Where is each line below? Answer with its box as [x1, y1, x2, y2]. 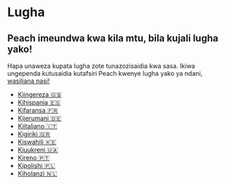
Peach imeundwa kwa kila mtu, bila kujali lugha [7, 32, 219, 44]
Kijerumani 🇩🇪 [17, 114, 62, 122]
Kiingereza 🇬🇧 [17, 91, 62, 98]
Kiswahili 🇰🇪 [17, 138, 56, 146]
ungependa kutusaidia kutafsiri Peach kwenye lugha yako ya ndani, [7, 70, 203, 77]
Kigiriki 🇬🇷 [17, 130, 51, 138]
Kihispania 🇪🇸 [17, 98, 61, 106]
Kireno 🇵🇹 [17, 154, 50, 162]
